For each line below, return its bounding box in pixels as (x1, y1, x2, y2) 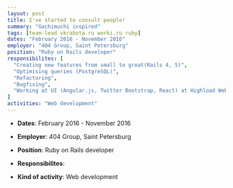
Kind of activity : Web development (17, 172, 119, 180)
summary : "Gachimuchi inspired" (7, 23, 101, 30)
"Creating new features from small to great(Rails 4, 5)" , (13, 62, 188, 68)
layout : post (7, 10, 45, 17)
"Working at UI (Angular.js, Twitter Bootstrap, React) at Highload (13, 87, 216, 94)
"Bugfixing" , (13, 81, 51, 88)
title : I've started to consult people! (7, 17, 126, 23)
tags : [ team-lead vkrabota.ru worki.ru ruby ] (7, 29, 141, 37)
